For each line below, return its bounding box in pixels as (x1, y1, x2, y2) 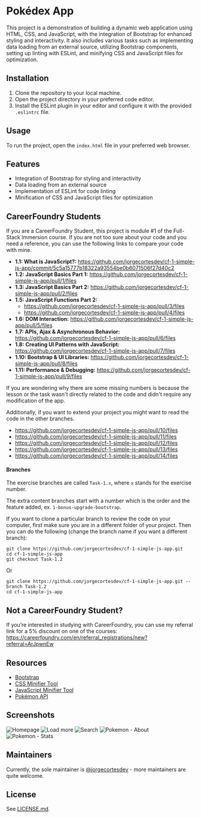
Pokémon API (14, 693, 48, 700)
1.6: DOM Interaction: (14, 315, 69, 323)
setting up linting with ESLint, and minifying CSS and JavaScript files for (6, 49, 184, 56)
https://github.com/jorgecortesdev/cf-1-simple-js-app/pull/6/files (14, 335, 176, 342)
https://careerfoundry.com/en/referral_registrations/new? (6, 634, 148, 641)
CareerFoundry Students (6, 211, 101, 221)
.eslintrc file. (14, 108, 50, 115)
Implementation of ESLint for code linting (14, 188, 116, 195)
